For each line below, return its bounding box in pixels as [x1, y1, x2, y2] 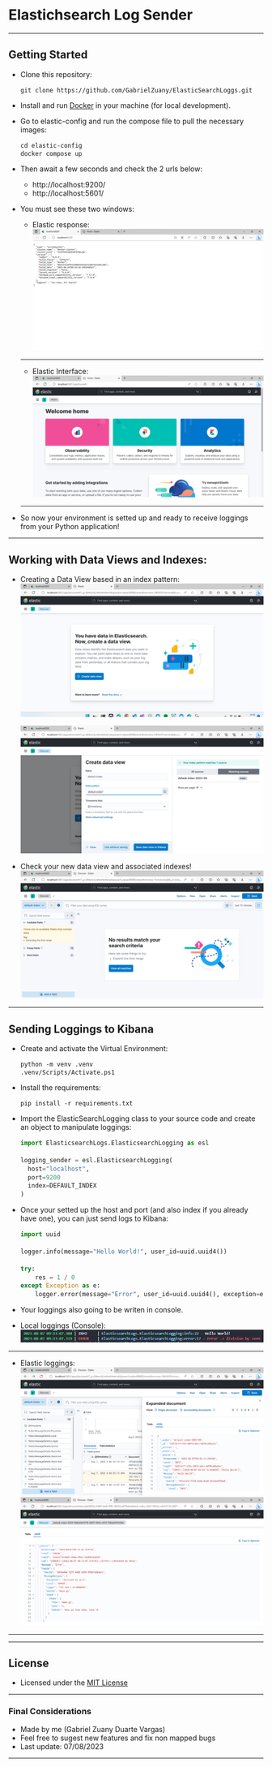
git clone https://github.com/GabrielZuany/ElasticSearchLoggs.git [19, 86, 253, 94]
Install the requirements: [19, 1083, 101, 1093]
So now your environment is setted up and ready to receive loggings [19, 513, 249, 523]
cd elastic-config [19, 141, 83, 149]
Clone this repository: [19, 69, 92, 79]
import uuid [19, 1230, 61, 1239]
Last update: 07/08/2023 [19, 1741, 104, 1751]
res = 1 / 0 [35, 1273, 75, 1282]
